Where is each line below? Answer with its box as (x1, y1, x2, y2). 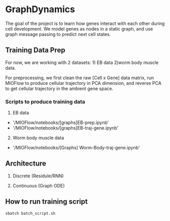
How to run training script (5, 197, 88, 206)
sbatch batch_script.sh (5, 211, 56, 216)
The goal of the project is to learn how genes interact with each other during (5, 20, 165, 26)
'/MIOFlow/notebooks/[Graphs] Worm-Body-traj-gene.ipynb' (12, 145, 140, 151)
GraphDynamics (5, 4, 75, 15)
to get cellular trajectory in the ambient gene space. (5, 85, 113, 91)
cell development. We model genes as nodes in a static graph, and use (5, 25, 153, 31)
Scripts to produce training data (5, 98, 85, 105)
